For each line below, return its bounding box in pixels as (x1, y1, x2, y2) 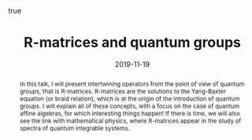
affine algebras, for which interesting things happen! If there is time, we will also (19, 109, 240, 117)
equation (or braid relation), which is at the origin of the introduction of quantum (19, 94, 240, 103)
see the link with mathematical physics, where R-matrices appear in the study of (19, 116, 242, 125)
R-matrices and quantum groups (23, 34, 242, 52)
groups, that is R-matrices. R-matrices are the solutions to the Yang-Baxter (19, 87, 227, 95)
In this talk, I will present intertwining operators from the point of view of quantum (19, 79, 245, 88)
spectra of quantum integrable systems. (19, 123, 130, 132)
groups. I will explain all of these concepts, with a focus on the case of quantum (19, 101, 240, 110)
